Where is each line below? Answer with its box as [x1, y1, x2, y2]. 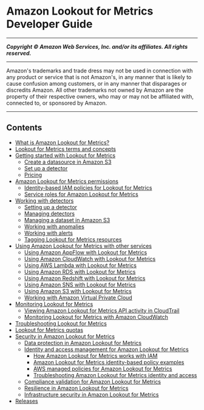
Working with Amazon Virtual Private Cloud [24, 294, 132, 301]
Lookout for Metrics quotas [15, 326, 84, 333]
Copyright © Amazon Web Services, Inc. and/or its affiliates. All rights [6, 43, 188, 50]
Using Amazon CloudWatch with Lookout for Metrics [24, 255, 156, 262]
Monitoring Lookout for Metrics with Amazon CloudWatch [24, 313, 168, 321]
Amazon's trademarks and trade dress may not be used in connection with [6, 67, 193, 74]
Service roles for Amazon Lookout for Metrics [24, 190, 138, 198]
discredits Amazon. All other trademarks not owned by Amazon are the [6, 86, 184, 94]
